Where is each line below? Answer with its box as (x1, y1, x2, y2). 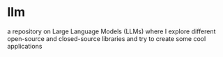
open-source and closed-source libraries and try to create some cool (7, 34, 206, 42)
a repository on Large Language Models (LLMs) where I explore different (7, 27, 216, 35)
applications (7, 42, 43, 50)
